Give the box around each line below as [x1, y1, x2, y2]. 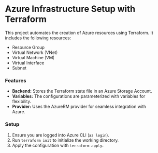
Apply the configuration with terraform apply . [12, 142, 104, 148]
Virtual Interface [12, 60, 44, 66]
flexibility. [12, 99, 31, 104]
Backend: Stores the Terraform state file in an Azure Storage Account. [12, 88, 152, 94]
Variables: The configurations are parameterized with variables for [12, 93, 145, 99]
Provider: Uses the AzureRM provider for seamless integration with [12, 103, 146, 110]
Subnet [12, 65, 27, 71]
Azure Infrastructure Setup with [5, 3, 136, 15]
